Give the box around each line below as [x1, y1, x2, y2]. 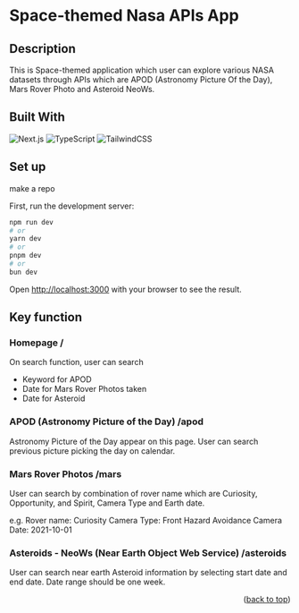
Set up [9, 159, 46, 175]
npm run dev [9, 217, 54, 226]
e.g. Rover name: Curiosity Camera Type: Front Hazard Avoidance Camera [9, 515, 283, 526]
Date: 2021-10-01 [9, 524, 73, 535]
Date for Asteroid [21, 393, 86, 404]
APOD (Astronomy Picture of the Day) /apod [9, 415, 203, 428]
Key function [9, 310, 83, 325]
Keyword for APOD [21, 374, 92, 385]
